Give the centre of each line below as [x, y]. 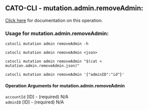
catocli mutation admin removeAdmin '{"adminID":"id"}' [65, 75]
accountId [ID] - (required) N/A [37, 97]
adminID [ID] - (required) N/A [35, 102]
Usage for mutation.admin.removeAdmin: [57, 33]
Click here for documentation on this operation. [54, 20]
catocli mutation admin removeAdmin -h [47, 44]
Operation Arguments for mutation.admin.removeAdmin [65, 85]
